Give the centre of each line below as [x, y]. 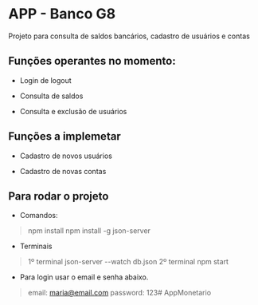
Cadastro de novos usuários [66, 156]
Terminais [36, 246]
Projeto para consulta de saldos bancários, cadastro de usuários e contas [129, 36]
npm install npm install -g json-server [89, 231]
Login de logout [45, 80]
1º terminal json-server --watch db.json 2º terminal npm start [128, 262]
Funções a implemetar [64, 137]
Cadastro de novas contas [63, 171]
